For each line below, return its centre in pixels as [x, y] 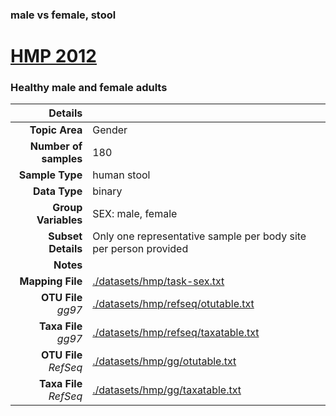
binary [107, 191]
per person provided [140, 249]
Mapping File [51, 281]
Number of [56, 146]
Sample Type [50, 175]
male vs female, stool [63, 15]
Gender [110, 130]
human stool [121, 175]
